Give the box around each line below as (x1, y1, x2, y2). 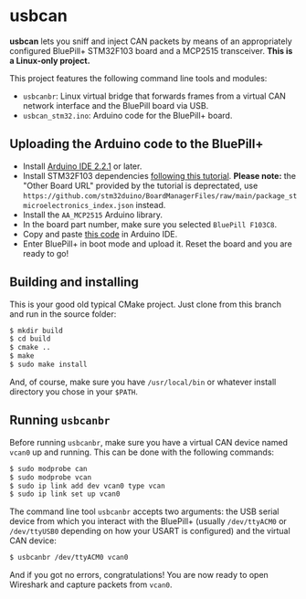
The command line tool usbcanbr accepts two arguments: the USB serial (9, 506, 280, 517)
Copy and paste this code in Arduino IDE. (22, 228, 178, 239)
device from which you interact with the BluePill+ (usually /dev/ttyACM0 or (9, 516, 288, 527)
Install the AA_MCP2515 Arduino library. (22, 209, 163, 220)
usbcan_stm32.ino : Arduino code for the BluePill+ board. (22, 110, 233, 121)
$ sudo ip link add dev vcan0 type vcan (9, 481, 166, 490)
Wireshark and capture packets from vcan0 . (9, 579, 173, 590)
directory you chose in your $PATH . (9, 385, 139, 397)
